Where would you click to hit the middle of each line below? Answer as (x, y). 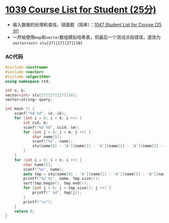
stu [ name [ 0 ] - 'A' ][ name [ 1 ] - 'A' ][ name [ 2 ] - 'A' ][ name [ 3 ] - (98, 146)
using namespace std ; (28, 81)
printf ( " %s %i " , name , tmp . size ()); (62, 179)
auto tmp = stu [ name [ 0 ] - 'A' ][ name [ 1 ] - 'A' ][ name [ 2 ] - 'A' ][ (91, 174)
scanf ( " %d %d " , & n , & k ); (40, 114)
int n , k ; (16, 90)
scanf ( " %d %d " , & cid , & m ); (52, 127)
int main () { (20, 109)
